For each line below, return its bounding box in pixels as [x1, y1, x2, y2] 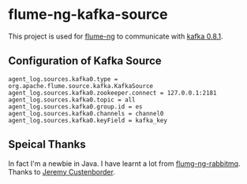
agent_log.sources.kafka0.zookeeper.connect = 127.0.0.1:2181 [8, 89, 217, 97]
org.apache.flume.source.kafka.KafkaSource [8, 82, 154, 90]
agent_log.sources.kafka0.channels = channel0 [8, 109, 164, 117]
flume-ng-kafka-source [8, 6, 168, 24]
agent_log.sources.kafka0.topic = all [8, 96, 136, 104]
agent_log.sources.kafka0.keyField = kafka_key [8, 116, 168, 124]
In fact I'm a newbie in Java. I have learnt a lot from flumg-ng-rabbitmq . [8, 159, 241, 168]
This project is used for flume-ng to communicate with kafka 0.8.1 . [8, 31, 223, 41]
